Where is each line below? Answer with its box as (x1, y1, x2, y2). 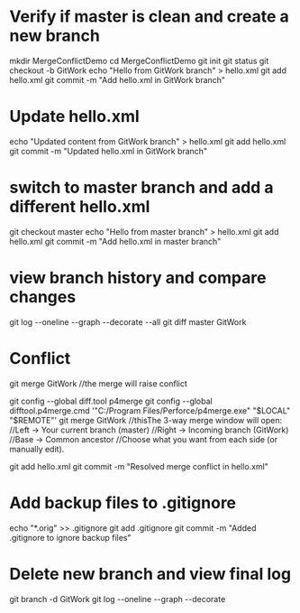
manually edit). (9, 443, 65, 454)
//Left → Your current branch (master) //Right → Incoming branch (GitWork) (9, 424, 289, 435)
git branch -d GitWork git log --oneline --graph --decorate (9, 593, 226, 604)
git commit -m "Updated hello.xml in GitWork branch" (9, 145, 208, 156)
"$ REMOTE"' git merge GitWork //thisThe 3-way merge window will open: (9, 414, 282, 425)
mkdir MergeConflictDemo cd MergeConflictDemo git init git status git (9, 55, 269, 66)
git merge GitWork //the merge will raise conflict (9, 377, 187, 389)
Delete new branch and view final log (9, 563, 291, 584)
